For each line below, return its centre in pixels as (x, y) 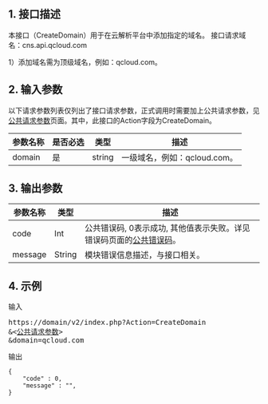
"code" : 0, (42, 379)
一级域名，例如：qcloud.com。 (179, 157)
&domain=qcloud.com (46, 341)
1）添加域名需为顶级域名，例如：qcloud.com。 (85, 61)
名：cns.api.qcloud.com (48, 45)
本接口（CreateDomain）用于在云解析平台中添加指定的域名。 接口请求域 (127, 35)
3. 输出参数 (35, 189)
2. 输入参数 (35, 90)
